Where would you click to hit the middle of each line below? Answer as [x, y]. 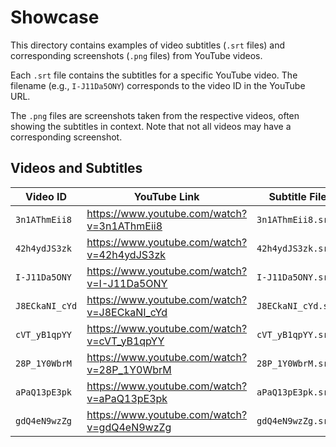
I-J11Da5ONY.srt [295, 277]
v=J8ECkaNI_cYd [127, 312]
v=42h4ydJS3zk [126, 254]
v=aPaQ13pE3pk [127, 398]
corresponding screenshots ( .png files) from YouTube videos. [136, 55]
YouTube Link [166, 196]
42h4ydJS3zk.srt [295, 248]
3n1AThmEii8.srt [295, 219]
